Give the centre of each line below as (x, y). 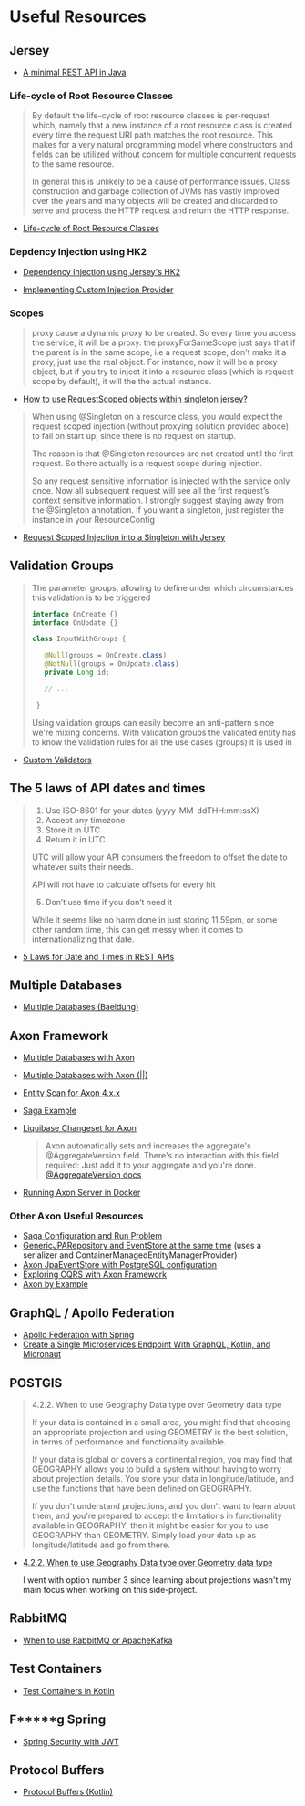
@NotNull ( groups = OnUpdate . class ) (112, 664)
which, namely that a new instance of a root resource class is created (162, 126)
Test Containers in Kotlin (69, 1690)
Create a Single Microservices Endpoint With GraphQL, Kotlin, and (147, 1344)
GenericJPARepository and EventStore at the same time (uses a (142, 1246)
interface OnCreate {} (75, 614)
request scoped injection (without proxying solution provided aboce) (160, 426)
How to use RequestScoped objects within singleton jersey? (135, 399)
